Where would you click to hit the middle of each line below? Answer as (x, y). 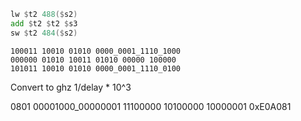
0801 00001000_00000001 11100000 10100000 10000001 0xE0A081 (151, 106)
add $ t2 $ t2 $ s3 (44, 23)
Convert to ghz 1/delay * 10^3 (71, 87)
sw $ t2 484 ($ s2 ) (44, 33)
